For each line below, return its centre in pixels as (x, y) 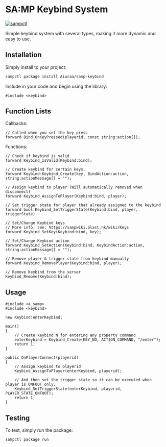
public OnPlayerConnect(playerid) (42, 358)
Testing (18, 418)
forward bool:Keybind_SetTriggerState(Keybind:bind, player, (72, 210)
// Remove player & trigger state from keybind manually (67, 259)
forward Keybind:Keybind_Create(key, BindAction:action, (67, 174)
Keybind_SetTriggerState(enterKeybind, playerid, (68, 389)
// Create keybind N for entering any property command (75, 335)
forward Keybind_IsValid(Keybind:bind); (49, 161)
